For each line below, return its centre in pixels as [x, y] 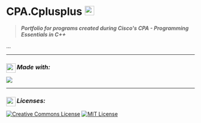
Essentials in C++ [43, 34]
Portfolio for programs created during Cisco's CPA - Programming [105, 28]
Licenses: [31, 101]
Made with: [34, 67]
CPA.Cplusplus [44, 12]
